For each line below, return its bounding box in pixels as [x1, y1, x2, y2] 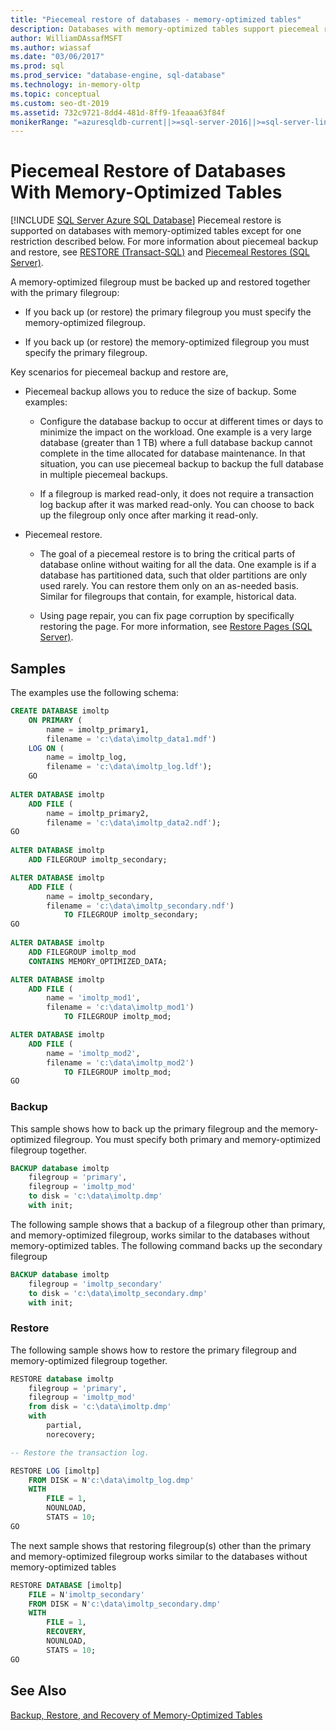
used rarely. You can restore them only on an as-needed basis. [39, 580, 299, 592]
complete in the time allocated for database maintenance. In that [39, 447, 306, 460]
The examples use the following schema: [10, 687, 179, 698]
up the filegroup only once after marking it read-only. [39, 509, 259, 521]
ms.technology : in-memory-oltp [10, 80, 141, 90]
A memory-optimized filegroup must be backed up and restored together [10, 276, 311, 288]
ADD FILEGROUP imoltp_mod [28, 947, 137, 957]
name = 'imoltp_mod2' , [46, 1048, 141, 1058]
